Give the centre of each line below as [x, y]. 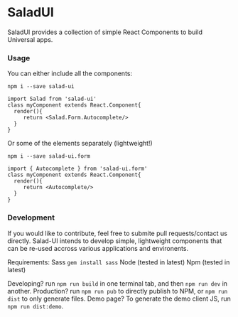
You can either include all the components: [70, 74]
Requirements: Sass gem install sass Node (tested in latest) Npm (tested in [119, 262]
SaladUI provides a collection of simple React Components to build [105, 32]
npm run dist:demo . [36, 306]
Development [31, 217]
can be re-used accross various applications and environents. [98, 248]
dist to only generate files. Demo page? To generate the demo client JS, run [119, 299]
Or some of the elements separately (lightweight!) [80, 144]
